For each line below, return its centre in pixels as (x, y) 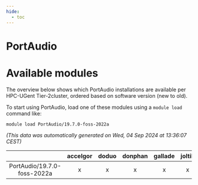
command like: (24, 113)
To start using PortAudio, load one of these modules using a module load (94, 107)
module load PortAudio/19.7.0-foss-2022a (58, 124)
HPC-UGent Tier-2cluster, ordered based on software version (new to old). (97, 95)
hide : (13, 11)
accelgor (80, 156)
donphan (135, 156)
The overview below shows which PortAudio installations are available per (96, 90)
